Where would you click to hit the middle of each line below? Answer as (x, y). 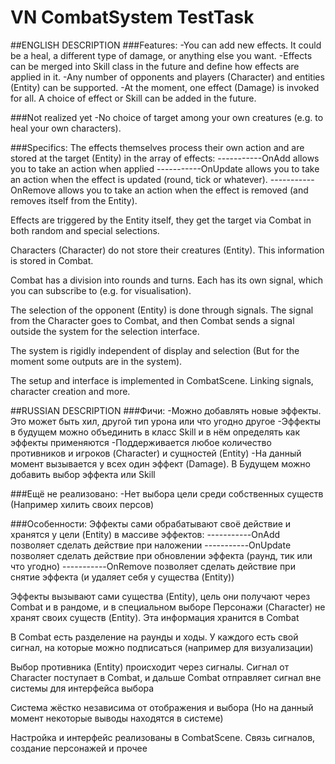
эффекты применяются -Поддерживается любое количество (141, 442)
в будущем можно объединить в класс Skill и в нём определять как (155, 432)
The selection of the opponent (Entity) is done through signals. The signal (162, 310)
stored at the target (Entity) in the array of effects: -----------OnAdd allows (165, 158)
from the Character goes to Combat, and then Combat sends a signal (152, 320)
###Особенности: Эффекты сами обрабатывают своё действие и (151, 523)
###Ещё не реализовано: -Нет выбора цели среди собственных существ (167, 493)
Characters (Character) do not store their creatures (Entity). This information (167, 250)
